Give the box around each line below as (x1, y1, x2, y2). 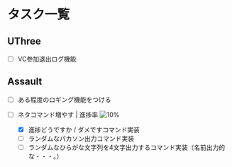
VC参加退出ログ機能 (17, 54, 77, 63)
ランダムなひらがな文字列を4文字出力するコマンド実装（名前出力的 (28, 143, 226, 152)
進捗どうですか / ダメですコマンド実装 (28, 125, 140, 134)
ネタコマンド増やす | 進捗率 (17, 110, 99, 119)
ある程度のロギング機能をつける (17, 95, 111, 103)
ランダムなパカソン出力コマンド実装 (28, 134, 135, 143)
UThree (7, 35, 41, 47)
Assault (7, 76, 43, 88)
